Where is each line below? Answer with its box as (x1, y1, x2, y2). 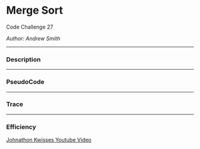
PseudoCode (6, 78, 45, 86)
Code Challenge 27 (6, 23, 54, 30)
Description (6, 55, 41, 63)
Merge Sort (6, 4, 64, 17)
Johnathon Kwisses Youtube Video (6, 136, 92, 144)
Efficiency (6, 123, 37, 131)
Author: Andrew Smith (6, 35, 61, 42)
